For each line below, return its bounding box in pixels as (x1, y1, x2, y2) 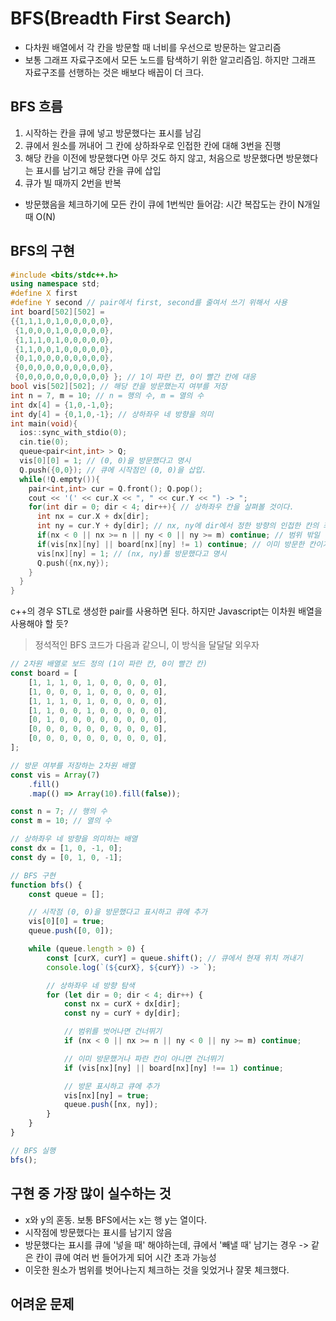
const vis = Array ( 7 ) (10, 770, 101, 780)
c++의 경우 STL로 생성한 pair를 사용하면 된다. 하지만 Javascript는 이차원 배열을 (10, 605, 323, 617)
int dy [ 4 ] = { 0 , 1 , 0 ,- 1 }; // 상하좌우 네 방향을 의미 (10, 409, 214, 419)
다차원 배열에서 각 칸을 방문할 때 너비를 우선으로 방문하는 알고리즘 (24, 41, 282, 53)
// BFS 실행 (10, 1145, 56, 1156)
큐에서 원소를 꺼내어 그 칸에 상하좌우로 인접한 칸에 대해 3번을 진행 (24, 139, 282, 151)
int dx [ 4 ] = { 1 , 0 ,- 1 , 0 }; (10, 400, 114, 410)
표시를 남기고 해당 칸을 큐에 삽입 (35, 164, 162, 176)
